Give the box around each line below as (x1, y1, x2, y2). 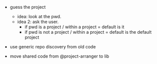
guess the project (9, 4, 46, 10)
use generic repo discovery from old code (9, 44, 96, 49)
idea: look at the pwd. (17, 14, 61, 19)
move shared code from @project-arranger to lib (9, 53, 109, 59)
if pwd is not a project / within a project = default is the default (24, 29, 152, 35)
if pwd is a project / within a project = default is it (24, 24, 125, 30)
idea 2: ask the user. (17, 19, 59, 24)
